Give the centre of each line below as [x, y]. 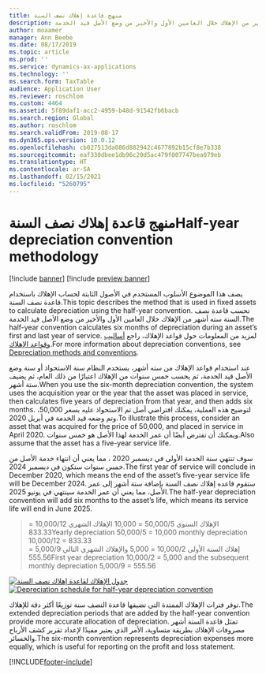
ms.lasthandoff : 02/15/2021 [55, 177]
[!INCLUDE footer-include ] [51, 661]
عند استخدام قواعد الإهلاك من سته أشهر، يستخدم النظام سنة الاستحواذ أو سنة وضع [130, 367]
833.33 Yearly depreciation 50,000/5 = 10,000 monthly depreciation [138, 532]
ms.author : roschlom [43, 125]
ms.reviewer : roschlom [46, 96]
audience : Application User [55, 89]
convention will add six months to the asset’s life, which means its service [129, 500]
